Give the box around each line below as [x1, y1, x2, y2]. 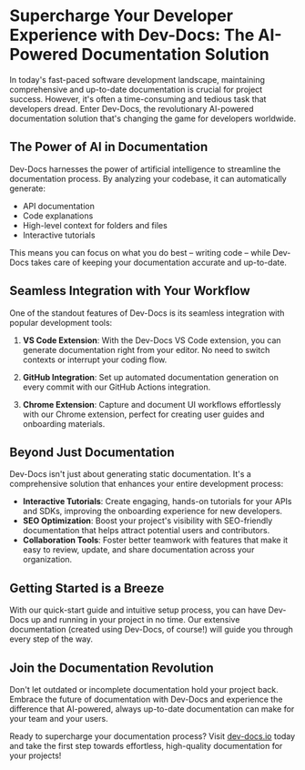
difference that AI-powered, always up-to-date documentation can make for [9, 704, 295, 714]
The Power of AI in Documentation [9, 139, 208, 155]
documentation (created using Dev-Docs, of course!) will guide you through [9, 624, 293, 635]
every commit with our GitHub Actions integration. [22, 381, 211, 392]
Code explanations [22, 210, 94, 221]
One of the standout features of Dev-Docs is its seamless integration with [9, 307, 285, 319]
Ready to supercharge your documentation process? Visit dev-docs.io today [9, 731, 296, 742]
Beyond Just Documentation [9, 444, 175, 460]
